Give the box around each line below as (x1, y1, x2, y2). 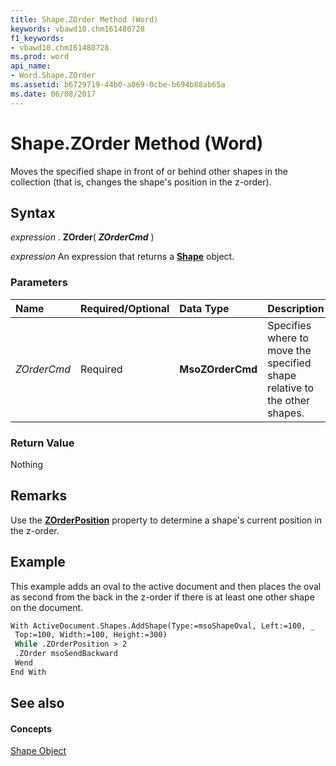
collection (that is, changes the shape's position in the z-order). (10, 176, 272, 188)
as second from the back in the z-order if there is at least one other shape (10, 591, 315, 603)
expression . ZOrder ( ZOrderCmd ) (10, 231, 155, 243)
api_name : (10, 61, 52, 71)
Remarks (10, 487, 68, 505)
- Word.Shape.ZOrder (10, 71, 97, 81)
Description (267, 301, 325, 315)
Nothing (10, 458, 44, 470)
